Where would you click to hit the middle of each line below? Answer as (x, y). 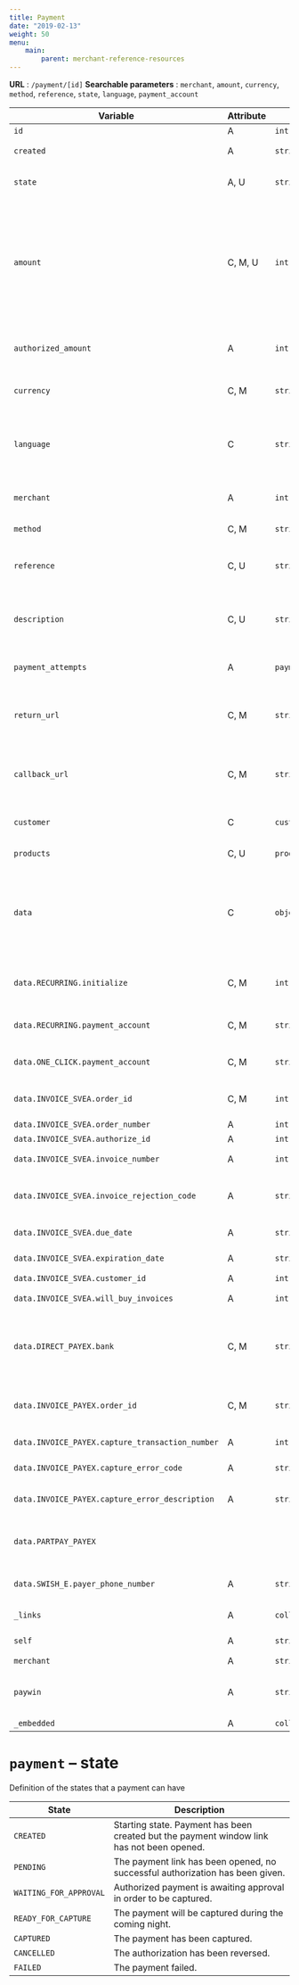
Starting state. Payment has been (183, 1824)
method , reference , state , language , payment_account (104, 94)
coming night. (142, 1923)
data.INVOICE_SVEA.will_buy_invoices (93, 1299)
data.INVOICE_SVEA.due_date (73, 1232)
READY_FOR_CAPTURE (53, 1918)
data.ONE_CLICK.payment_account (82, 1062)
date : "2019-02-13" (45, 26)
